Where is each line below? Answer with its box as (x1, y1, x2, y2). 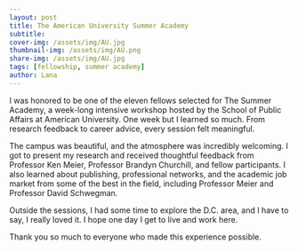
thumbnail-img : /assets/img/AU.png (9, 46, 141, 55)
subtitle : (9, 29, 46, 38)
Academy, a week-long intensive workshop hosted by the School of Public (9, 104, 282, 115)
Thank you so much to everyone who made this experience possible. (9, 231, 262, 242)
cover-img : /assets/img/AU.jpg (9, 37, 125, 47)
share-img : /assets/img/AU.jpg (9, 54, 125, 63)
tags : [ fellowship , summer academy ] (9, 63, 145, 72)
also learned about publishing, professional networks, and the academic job (9, 169, 287, 179)
